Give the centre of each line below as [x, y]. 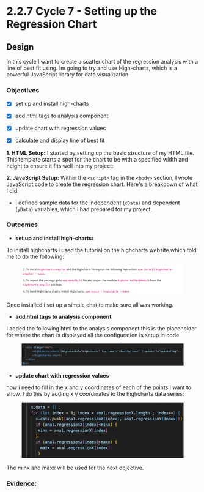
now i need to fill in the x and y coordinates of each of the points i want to [99, 387]
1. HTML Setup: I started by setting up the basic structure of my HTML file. [100, 153]
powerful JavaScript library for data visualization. [68, 74]
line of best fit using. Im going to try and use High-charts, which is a [92, 68]
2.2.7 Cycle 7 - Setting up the [82, 11]
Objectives [23, 90]
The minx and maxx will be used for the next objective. [75, 468]
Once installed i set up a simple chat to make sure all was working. [90, 305]
